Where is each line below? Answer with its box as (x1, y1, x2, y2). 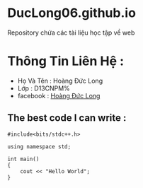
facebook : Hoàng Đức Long (17, 91, 101, 100)
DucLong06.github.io (7, 5, 137, 21)
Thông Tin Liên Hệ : (7, 53, 125, 69)
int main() (7, 155, 40, 163)
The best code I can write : (7, 112, 127, 124)
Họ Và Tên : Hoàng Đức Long (17, 76, 103, 85)
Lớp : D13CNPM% (17, 83, 71, 93)
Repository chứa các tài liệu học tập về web (7, 28, 135, 37)
